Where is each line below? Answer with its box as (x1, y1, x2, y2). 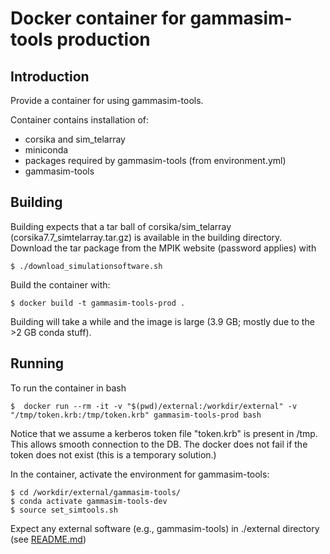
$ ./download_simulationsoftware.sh (10, 261, 163, 271)
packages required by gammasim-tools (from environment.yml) (24, 155, 287, 166)
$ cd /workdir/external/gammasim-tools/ (10, 487, 182, 497)
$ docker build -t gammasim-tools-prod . (10, 298, 186, 308)
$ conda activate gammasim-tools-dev (10, 496, 168, 506)
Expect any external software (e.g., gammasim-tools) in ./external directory (10, 522, 320, 534)
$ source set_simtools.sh (10, 505, 118, 515)
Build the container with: (10, 278, 111, 291)
